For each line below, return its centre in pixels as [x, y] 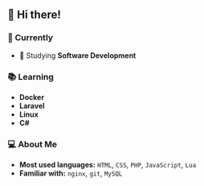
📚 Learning [31, 76]
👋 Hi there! [35, 15]
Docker [32, 97]
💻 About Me [33, 144]
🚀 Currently [31, 38]
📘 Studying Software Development [78, 55]
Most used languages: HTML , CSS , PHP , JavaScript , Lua [108, 165]
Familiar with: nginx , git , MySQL [71, 173]
